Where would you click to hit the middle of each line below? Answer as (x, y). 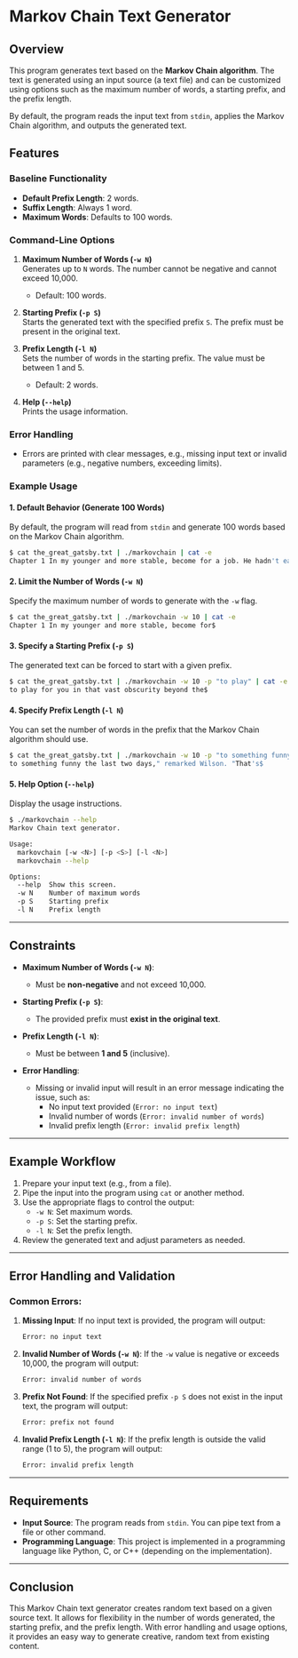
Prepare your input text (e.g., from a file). (97, 1183)
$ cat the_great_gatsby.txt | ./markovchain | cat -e (111, 553)
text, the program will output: (75, 1407)
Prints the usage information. (75, 411)
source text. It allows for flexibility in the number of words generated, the (142, 1618)
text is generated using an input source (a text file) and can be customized (145, 80)
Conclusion (42, 1586)
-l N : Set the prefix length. (84, 1230)
